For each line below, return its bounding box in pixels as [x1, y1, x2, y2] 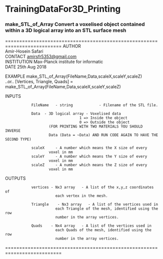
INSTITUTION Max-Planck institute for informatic [5, 59, 103, 65]
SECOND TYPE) [5, 137, 32, 142]
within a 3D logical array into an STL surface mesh [5, 27, 126, 34]
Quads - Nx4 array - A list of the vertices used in [31, 223, 152, 228]
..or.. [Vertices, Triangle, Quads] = [5, 79, 73, 85]
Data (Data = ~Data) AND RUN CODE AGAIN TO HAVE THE [48, 133, 159, 138]
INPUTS [5, 93, 21, 99]
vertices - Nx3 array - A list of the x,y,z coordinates [31, 185, 154, 190]
